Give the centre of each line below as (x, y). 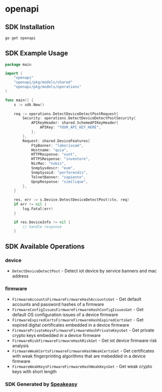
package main (18, 64)
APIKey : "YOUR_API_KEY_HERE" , (70, 128)
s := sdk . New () (29, 105)
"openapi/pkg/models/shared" (43, 82)
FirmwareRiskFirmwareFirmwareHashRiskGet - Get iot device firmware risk (84, 341)
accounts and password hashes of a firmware (58, 304)
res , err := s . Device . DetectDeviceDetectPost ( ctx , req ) (72, 200)
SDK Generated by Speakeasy (41, 384)
